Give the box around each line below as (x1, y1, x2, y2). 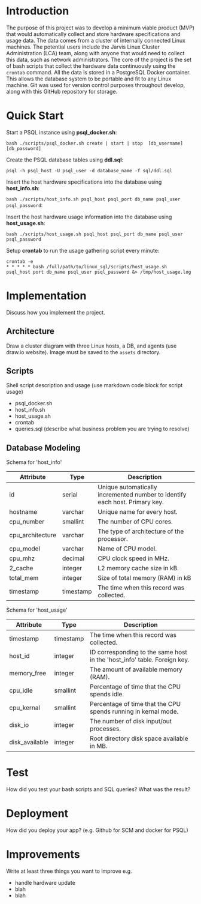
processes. (89, 725, 121, 733)
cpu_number (9, 517, 45, 526)
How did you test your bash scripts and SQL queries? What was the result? (6, 786, 191, 793)
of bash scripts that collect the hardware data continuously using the (6, 62, 176, 70)
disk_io (9, 721, 29, 729)
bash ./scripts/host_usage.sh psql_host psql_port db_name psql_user (6, 231, 184, 237)
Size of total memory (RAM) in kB (98, 574, 191, 582)
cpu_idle (9, 686, 33, 695)
